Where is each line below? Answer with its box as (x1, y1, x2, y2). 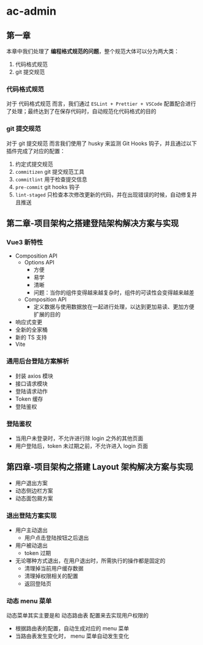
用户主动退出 (15, 526, 48, 534)
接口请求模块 (15, 379, 48, 387)
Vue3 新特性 (6, 237, 43, 246)
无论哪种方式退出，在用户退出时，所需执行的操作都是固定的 (15, 557, 166, 564)
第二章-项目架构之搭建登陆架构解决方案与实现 (6, 218, 179, 228)
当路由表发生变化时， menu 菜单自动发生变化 (15, 632, 130, 640)
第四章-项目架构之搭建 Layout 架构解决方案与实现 (6, 462, 194, 472)
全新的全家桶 (15, 326, 48, 334)
